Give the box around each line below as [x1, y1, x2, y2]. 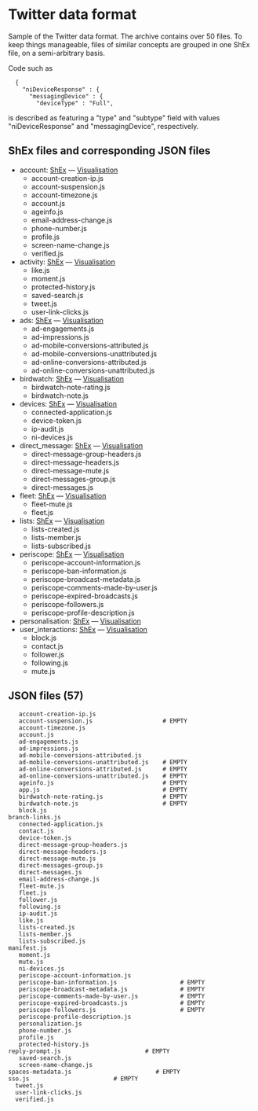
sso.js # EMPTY [8, 1075, 139, 1083]
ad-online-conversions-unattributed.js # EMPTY [18, 772, 188, 780]
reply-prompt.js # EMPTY [8, 1047, 170, 1055]
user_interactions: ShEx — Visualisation [19, 624, 147, 634]
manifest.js [8, 944, 47, 952]
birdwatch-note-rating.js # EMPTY [18, 793, 188, 800]
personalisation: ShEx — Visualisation [19, 616, 141, 626]
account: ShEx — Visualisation [19, 165, 118, 175]
